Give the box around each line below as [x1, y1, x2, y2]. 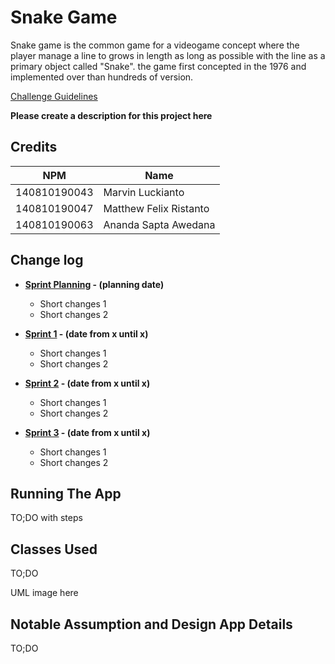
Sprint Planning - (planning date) [24, 278, 165, 290]
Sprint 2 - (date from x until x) [24, 377, 151, 389]
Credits [10, 139, 58, 156]
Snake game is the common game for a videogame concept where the [10, 39, 300, 51]
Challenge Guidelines [10, 90, 98, 102]
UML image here [10, 587, 79, 599]
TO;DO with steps [10, 512, 83, 524]
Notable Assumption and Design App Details [10, 616, 293, 633]
